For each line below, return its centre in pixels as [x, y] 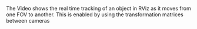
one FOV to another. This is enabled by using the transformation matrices [95, 14]
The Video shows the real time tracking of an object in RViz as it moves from [98, 8]
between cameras [28, 21]
